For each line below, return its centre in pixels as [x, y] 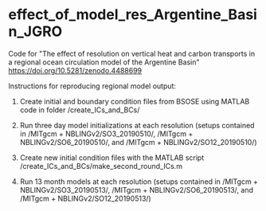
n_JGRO [35, 31]
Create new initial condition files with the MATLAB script [112, 158]
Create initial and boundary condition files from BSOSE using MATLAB [135, 101]
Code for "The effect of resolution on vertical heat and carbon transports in [132, 53]
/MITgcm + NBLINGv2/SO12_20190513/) [85, 198]
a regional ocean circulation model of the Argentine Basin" [104, 62]
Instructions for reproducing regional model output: [92, 86]
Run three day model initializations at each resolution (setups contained [137, 125]
